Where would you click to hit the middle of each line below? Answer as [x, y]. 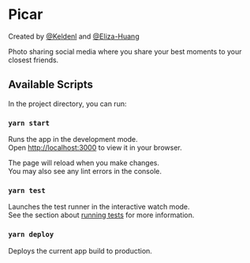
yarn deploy [31, 235]
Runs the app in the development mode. [73, 139]
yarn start [29, 123]
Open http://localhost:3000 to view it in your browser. [95, 148]
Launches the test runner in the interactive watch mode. [99, 207]
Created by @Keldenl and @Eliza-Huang [74, 36]
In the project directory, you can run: [67, 103]
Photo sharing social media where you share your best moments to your [125, 51]
